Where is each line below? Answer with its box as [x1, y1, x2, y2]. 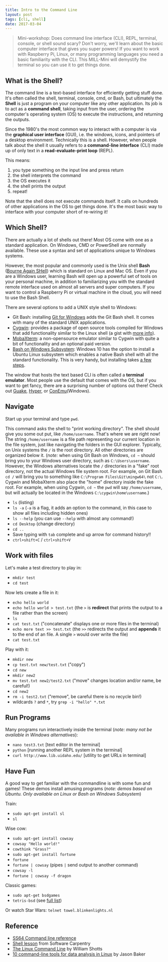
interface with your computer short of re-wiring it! [5, 209, 108, 215]
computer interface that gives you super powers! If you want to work [17, 46, 159, 52]
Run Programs [5, 713, 51, 722]
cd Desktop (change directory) [12, 521, 75, 527]
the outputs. [5, 117, 30, 123]
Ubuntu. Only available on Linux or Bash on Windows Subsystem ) [5, 791, 141, 797]
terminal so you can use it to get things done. [17, 62, 111, 68]
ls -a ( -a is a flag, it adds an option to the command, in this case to [12, 505, 152, 511]
